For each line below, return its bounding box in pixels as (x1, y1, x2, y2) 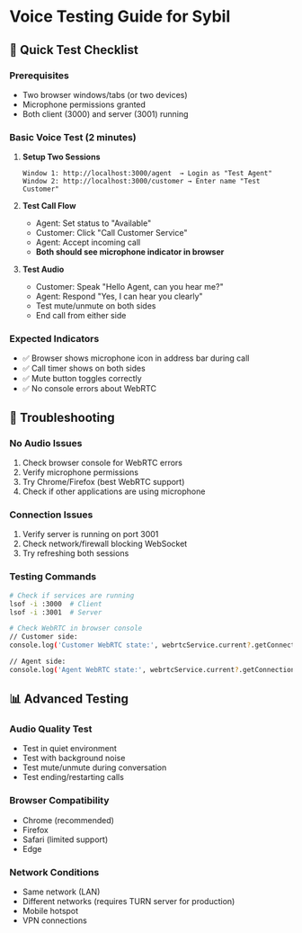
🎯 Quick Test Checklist (9, 42, 139, 58)
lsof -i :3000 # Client (9, 599, 102, 608)
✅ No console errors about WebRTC (22, 383, 157, 394)
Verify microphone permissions (22, 467, 139, 478)
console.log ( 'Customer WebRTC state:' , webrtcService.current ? (9, 641, 252, 650)
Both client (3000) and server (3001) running (22, 108, 189, 119)
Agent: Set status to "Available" (35, 218, 152, 229)
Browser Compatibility (9, 794, 110, 807)
